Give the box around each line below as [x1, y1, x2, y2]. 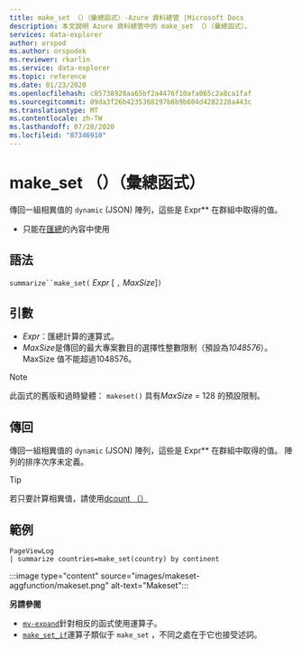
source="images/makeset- [100, 570, 200, 581]
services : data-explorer [9, 30, 103, 39]
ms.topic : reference [9, 72, 87, 81]
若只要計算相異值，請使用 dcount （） [9, 494, 149, 504]
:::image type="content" [9, 570, 99, 581]
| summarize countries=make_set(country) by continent [9, 555, 220, 564]
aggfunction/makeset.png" [9, 580, 110, 591]
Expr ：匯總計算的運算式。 [22, 331, 119, 342]
